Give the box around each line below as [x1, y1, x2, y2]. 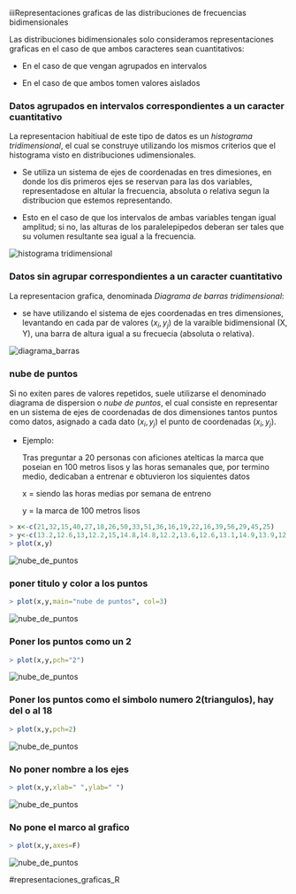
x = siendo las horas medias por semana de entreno [21, 489, 212, 499]
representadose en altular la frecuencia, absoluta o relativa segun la [21, 186, 269, 197]
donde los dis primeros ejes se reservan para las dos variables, [21, 176, 253, 187]
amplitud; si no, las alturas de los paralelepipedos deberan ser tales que [21, 221, 285, 233]
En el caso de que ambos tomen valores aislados [21, 78, 201, 88]
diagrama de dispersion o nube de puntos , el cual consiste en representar [9, 397, 278, 408]
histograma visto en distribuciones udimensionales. [9, 150, 196, 160]
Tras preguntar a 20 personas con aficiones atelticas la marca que [21, 452, 264, 463]
